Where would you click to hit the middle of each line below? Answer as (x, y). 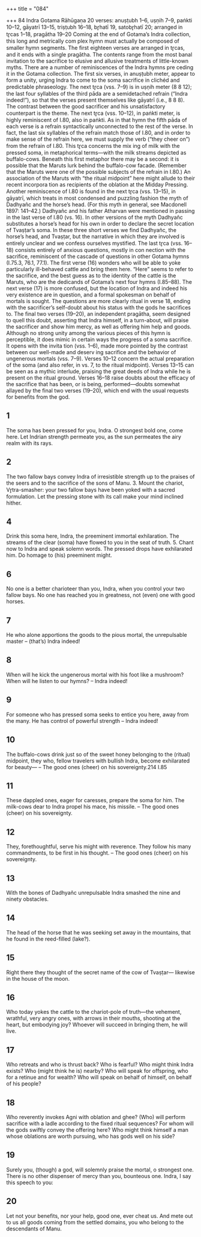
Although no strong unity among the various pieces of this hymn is (88, 333)
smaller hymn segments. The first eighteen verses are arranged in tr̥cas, (95, 48)
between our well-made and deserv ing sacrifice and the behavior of (91, 352)
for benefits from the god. (38, 397)
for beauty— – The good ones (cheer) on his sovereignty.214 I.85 (87, 767)
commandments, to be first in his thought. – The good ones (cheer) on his (97, 853)
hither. (14, 503)
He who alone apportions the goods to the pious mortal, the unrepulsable (97, 635)
